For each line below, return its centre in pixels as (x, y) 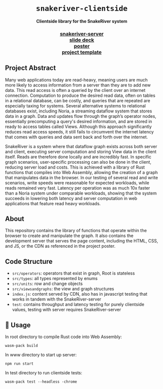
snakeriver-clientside (82, 9)
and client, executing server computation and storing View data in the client (81, 151)
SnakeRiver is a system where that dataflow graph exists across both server (81, 146)
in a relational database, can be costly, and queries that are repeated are (78, 100)
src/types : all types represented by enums (55, 279)
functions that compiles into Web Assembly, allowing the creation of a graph (81, 172)
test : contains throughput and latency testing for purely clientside (78, 304)
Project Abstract (30, 68)
